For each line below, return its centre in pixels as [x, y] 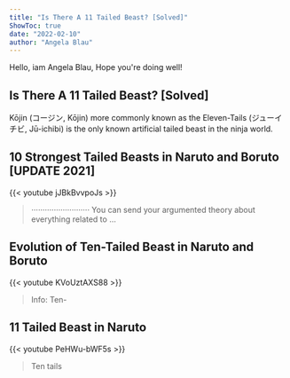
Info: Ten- [49, 299]
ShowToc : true [35, 26]
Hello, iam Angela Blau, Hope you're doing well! [96, 67]
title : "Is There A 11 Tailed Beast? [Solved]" [99, 17]
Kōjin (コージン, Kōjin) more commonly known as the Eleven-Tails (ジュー [142, 118]
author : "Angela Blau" [51, 42]
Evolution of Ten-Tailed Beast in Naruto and [132, 247]
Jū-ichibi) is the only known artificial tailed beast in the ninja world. [151, 129]
